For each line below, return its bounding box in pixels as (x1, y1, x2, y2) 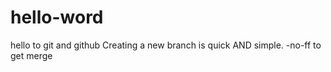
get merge (10, 49, 53, 61)
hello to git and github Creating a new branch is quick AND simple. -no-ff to (10, 39, 322, 51)
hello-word (10, 6, 104, 29)
